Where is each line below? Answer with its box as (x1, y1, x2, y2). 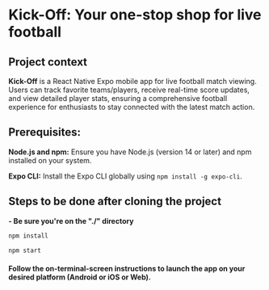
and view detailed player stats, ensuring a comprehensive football (8, 94, 228, 103)
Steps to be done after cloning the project (8, 195, 222, 208)
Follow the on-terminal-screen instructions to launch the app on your (8, 263, 246, 273)
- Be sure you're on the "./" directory (8, 216, 134, 225)
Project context (8, 55, 87, 69)
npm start (8, 246, 42, 254)
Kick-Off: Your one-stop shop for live (8, 6, 262, 24)
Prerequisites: (8, 125, 81, 139)
